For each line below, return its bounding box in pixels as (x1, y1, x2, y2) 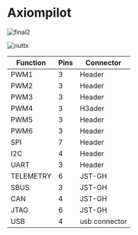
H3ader (79, 103, 105, 113)
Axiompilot (7, 5, 71, 21)
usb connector (79, 216, 128, 226)
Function (16, 58, 46, 67)
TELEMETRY (10, 171, 52, 181)
